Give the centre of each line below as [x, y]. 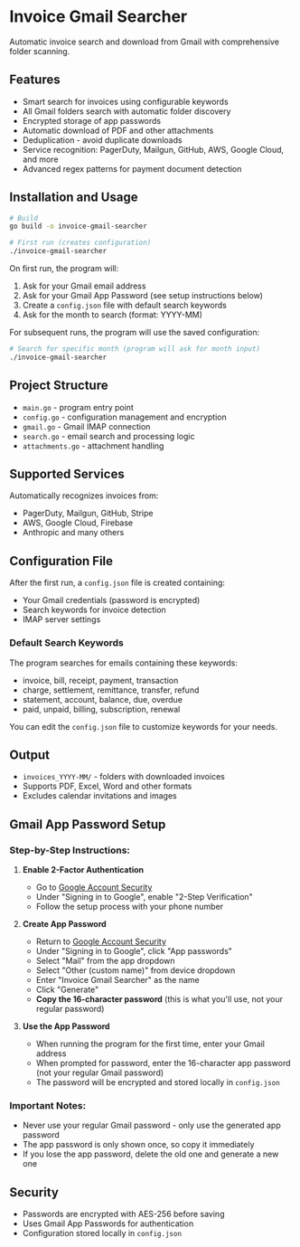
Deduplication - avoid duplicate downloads [102, 140]
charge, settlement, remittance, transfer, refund [111, 690]
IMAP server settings [61, 619]
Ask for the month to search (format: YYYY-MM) [112, 315]
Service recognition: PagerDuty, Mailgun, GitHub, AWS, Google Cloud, [153, 149]
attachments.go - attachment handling [93, 446]
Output [29, 755]
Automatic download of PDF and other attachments [118, 130]
